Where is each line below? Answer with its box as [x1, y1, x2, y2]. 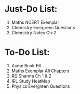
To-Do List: [4, 47, 50, 58]
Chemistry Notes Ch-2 [11, 30, 56, 35]
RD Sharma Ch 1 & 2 [11, 73, 52, 78]
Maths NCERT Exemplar [11, 19, 59, 25]
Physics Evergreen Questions [11, 83, 70, 89]
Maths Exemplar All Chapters [11, 68, 69, 74]
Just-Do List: [4, 3, 58, 15]
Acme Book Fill [11, 63, 41, 68]
